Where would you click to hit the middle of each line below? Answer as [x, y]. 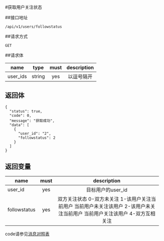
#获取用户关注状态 [24, 7]
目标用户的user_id [107, 190]
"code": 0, [20, 115]
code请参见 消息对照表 [27, 234]
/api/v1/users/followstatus [34, 27]
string [38, 76]
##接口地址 [16, 18]
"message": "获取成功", [32, 121]
